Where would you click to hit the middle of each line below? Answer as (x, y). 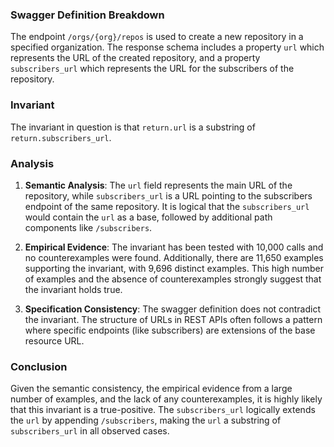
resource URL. (54, 340)
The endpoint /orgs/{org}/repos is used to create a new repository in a (157, 37)
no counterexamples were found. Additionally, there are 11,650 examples (174, 257)
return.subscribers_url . (61, 137)
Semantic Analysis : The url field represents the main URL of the (158, 185)
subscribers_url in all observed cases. (90, 431)
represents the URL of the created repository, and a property (135, 58)
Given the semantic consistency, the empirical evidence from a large (151, 389)
